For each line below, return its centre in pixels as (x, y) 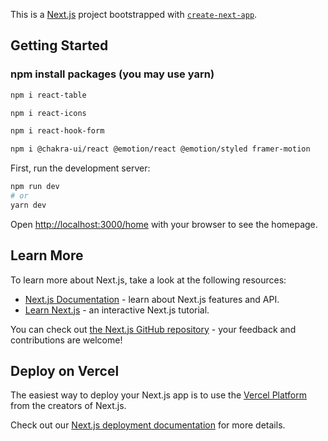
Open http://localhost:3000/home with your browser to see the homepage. (164, 224)
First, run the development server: (80, 168)
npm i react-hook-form (57, 131)
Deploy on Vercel (65, 371)
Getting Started (59, 45)
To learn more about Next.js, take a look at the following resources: (148, 280)
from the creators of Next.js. (68, 406)
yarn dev (28, 205)
